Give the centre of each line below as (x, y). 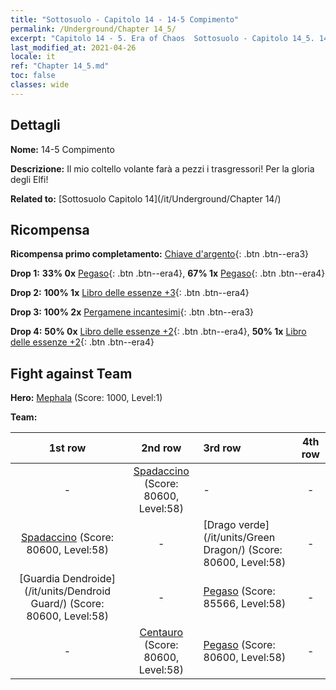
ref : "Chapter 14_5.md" (60, 66)
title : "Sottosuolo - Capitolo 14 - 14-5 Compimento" (125, 19)
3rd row (222, 448)
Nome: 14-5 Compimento (62, 149)
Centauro (161, 633)
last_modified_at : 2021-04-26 (73, 47)
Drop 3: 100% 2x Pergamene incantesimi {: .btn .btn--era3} (132, 312)
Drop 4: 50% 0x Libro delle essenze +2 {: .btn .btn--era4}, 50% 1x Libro (158, 332)
